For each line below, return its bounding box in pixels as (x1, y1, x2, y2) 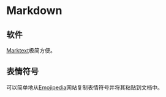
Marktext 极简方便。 (6, 47, 56, 54)
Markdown (6, 4, 62, 18)
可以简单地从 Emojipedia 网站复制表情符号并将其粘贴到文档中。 (6, 84, 164, 91)
